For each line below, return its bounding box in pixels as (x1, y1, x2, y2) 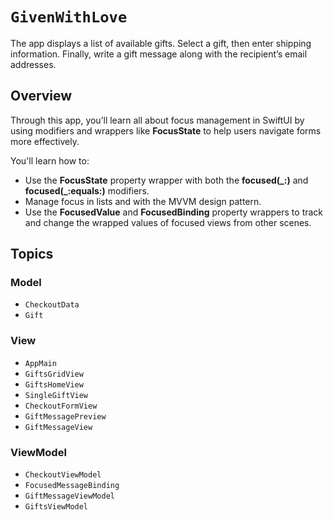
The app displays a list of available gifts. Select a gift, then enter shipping (10, 37, 312, 49)
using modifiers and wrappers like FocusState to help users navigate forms (10, 124, 322, 137)
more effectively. (10, 135, 80, 147)
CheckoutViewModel (24, 470, 102, 480)
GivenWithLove (10, 8, 128, 27)
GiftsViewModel (24, 502, 89, 512)
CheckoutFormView (24, 401, 98, 411)
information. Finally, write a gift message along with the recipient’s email (10, 48, 308, 60)
